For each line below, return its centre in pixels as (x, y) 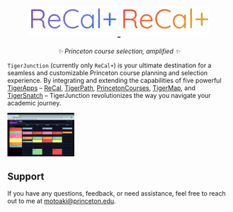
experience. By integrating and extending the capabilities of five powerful (114, 81)
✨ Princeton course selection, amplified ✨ (119, 51)
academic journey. (34, 103)
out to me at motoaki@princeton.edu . (62, 201)
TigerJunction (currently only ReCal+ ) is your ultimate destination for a (109, 65)
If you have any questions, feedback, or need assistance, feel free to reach (116, 194)
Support (26, 176)
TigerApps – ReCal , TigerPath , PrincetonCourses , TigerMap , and (102, 88)
